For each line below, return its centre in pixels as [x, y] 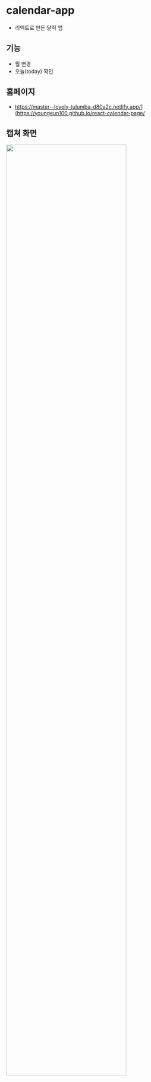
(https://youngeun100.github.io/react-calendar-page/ [80, 113]
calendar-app [40, 10]
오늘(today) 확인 [34, 71]
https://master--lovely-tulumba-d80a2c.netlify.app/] [79, 107]
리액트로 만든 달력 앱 [39, 27]
